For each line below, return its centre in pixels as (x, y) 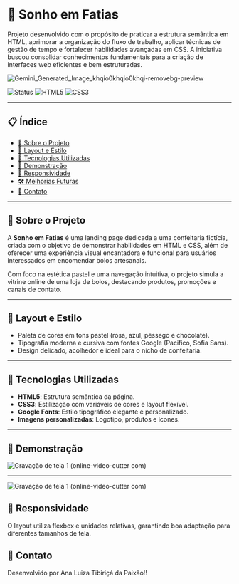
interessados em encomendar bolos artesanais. (77, 260)
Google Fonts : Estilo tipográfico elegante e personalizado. (103, 412)
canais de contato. (34, 289)
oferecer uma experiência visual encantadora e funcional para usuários (112, 253)
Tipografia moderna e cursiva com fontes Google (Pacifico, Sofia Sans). (123, 343)
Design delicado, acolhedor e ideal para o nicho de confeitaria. (110, 350)
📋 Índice (27, 122)
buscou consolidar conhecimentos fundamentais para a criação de (106, 57)
